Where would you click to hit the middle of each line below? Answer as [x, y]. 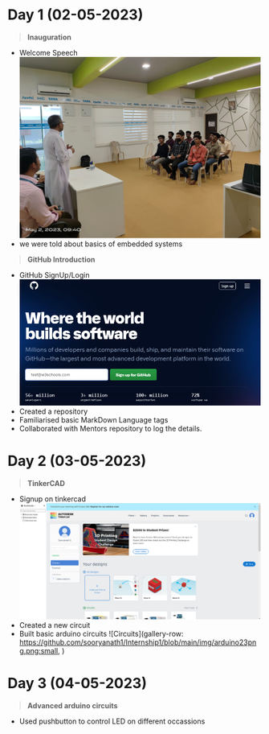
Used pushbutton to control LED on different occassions [112, 721]
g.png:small [39, 651]
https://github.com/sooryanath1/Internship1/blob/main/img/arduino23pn [138, 642]
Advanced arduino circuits [72, 706]
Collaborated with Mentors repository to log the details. [110, 428]
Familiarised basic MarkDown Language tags [94, 419]
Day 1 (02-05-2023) [75, 15]
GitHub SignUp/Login [54, 275]
